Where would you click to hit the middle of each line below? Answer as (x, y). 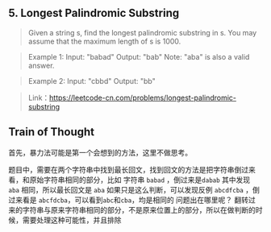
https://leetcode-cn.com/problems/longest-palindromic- (143, 97)
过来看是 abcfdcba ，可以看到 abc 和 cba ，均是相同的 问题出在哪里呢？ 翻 (125, 200)
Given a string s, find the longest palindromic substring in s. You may (142, 32)
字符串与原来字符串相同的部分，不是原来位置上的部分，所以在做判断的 (139, 209)
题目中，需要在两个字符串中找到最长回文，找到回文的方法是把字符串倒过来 (132, 169)
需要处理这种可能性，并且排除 (72, 220)
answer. (41, 65)
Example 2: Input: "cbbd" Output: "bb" (92, 81)
